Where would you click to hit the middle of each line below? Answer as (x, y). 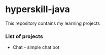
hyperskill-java (38, 9)
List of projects (24, 36)
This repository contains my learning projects (53, 23)
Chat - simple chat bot (36, 47)
